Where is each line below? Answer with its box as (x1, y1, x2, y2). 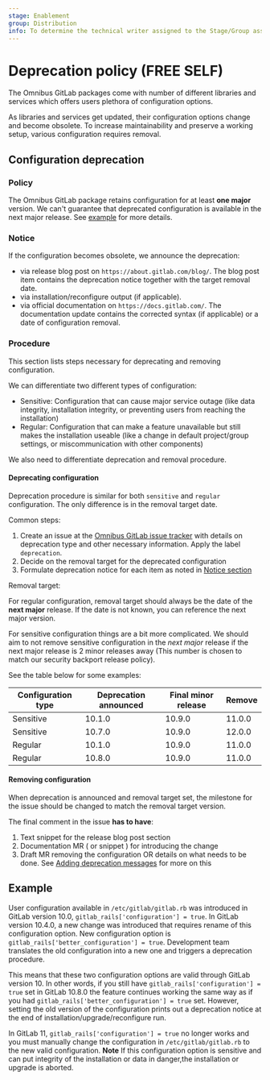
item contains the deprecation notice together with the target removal (19, 275, 251, 285)
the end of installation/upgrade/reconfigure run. (8, 1012, 166, 1022)
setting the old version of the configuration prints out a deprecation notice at (8, 1004, 262, 1014)
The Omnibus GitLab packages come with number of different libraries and (8, 88, 256, 98)
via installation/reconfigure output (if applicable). (19, 292, 182, 302)
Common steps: (8, 515, 61, 525)
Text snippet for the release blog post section (19, 833, 171, 842)
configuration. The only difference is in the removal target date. (8, 499, 219, 509)
